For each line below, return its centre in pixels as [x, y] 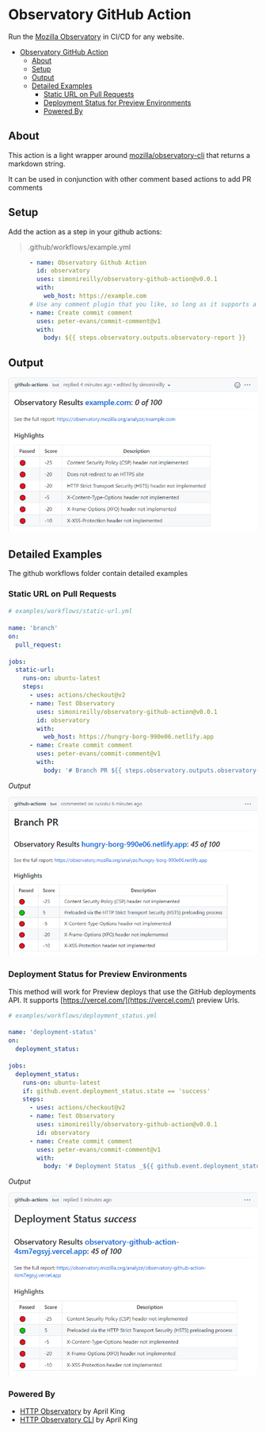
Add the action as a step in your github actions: [85, 231]
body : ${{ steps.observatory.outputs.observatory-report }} [144, 338]
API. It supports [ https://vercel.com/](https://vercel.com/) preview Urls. [124, 1000]
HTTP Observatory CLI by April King [79, 1420]
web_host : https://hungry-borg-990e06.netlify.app [129, 737]
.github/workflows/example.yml [79, 247]
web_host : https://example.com [95, 296]
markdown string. [37, 164]
